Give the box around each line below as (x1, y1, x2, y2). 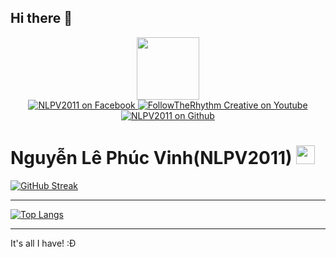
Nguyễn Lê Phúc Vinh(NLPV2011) (10, 147, 293, 169)
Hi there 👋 (10, 10, 73, 27)
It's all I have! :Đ (10, 237, 77, 249)
